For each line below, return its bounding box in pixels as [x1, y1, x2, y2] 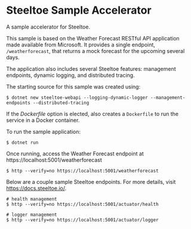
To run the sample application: [6, 128, 81, 135]
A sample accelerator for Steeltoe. [6, 23, 91, 30]
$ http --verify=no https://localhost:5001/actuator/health [6, 201, 159, 207]
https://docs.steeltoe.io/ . [6, 184, 67, 192]
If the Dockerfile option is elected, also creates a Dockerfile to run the [6, 110, 179, 117]
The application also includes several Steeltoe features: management [6, 65, 176, 72]
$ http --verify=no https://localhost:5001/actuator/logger [6, 217, 159, 223]
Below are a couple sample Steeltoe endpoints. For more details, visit [6, 178, 176, 185]
